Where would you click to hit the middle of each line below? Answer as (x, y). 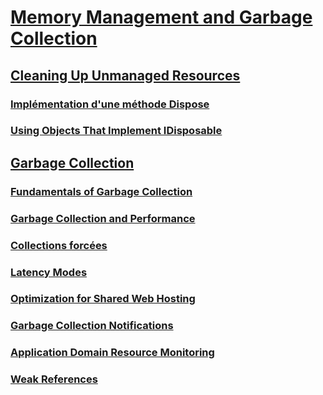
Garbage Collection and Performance (103, 218)
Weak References (54, 379)
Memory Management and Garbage (161, 17)
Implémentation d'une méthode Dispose (110, 104)
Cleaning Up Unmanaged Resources (125, 75)
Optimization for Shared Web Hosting (103, 299)
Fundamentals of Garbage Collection (101, 191)
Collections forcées (59, 245)
